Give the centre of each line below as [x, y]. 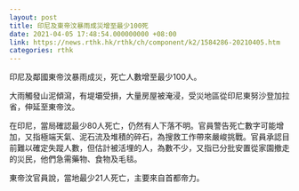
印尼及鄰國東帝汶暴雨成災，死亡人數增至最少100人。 [105, 77]
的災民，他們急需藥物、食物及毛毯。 [76, 159]
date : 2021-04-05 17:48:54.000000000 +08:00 [93, 34]
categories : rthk [41, 51]
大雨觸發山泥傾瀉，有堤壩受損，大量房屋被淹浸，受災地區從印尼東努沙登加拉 [149, 96]
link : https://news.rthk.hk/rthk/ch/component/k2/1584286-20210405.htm [145, 42]
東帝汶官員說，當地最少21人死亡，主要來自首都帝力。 [107, 178]
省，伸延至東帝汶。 [44, 107]
